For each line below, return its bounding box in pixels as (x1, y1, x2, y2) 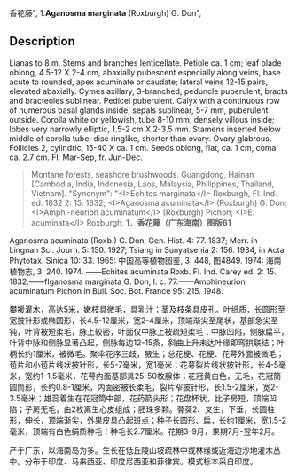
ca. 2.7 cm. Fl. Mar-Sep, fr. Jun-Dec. (9, 152, 144, 162)
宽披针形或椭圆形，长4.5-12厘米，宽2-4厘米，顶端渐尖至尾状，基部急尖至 (9, 314, 279, 326)
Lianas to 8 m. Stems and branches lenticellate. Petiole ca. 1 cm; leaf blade (9, 57, 282, 68)
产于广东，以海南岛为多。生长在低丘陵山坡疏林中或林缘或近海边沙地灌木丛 (9, 445, 281, 455)
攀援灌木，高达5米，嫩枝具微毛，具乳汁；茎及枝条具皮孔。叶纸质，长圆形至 (9, 304, 286, 314)
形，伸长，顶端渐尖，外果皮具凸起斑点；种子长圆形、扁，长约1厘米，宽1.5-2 (9, 415, 287, 425)
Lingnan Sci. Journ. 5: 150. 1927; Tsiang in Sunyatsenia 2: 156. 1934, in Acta (9, 244, 285, 255)
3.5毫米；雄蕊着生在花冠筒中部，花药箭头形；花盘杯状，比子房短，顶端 (9, 392, 270, 403)
